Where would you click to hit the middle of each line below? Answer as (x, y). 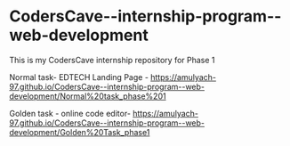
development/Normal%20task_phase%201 (88, 96)
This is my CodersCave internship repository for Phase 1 (112, 60)
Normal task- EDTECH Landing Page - (79, 77)
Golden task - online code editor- (70, 113)
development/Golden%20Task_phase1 (80, 132)
